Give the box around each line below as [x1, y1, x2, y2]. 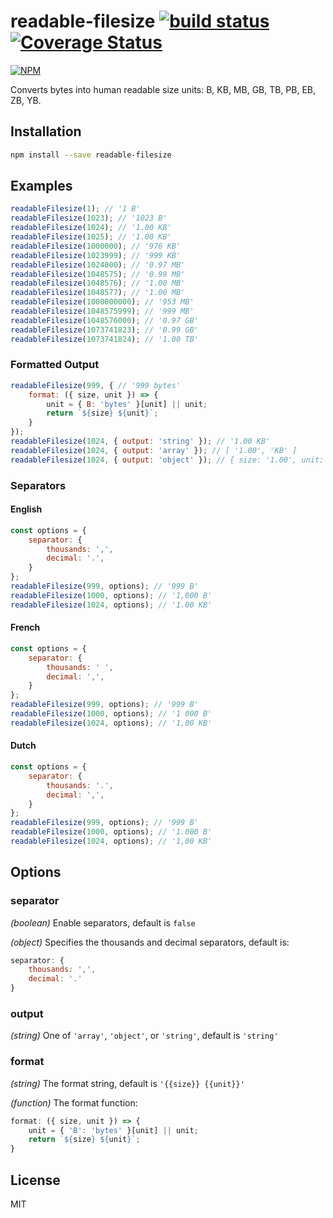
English [10, 503, 43, 515]
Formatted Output [10, 358, 100, 372]
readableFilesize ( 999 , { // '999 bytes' [10, 380, 182, 390]
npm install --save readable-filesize [10, 150, 172, 160]
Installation [10, 123, 82, 140]
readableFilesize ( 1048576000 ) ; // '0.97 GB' [10, 315, 199, 325]
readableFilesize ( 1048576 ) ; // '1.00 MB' [10, 278, 186, 289]
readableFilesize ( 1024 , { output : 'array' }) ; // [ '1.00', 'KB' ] [10, 445, 298, 455]
